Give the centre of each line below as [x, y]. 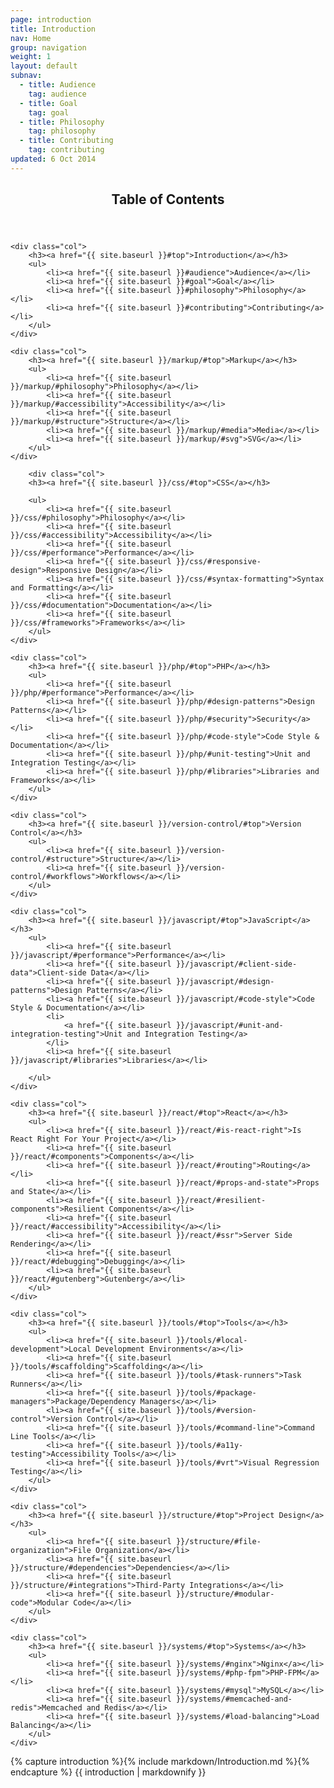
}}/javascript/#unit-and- [229, 1026]
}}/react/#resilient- [221, 1201]
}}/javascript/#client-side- [236, 964]
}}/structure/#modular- [225, 1594]
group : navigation [48, 47]
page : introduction [51, 19]
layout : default [44, 66]
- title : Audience [58, 85]
